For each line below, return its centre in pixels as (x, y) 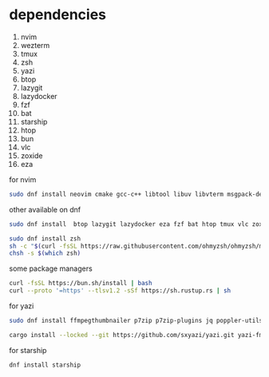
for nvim (23, 179)
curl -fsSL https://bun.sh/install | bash (81, 284)
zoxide (32, 155)
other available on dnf (45, 209)
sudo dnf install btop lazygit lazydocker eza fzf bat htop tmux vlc (129, 224)
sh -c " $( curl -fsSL (44, 246)
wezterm (35, 45)
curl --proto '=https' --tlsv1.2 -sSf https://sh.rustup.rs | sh (120, 291)
